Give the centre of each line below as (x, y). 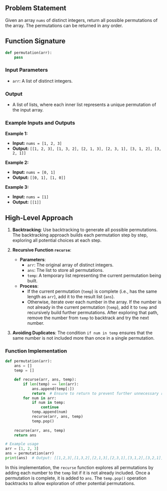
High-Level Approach (39, 218)
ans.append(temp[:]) (53, 389)
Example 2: (17, 163)
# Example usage (22, 444)
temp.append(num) (50, 412)
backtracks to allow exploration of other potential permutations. (70, 483)
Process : (29, 286)
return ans (25, 435)
